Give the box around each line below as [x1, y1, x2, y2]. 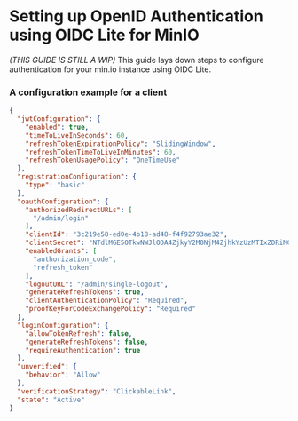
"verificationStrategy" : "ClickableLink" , [17, 386, 176, 396]
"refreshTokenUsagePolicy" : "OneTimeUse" [25, 155, 180, 165]
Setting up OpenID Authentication [9, 6, 263, 27]
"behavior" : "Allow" [25, 370, 101, 379]
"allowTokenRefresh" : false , [25, 329, 133, 338]
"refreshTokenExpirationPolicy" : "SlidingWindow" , [25, 139, 216, 148]
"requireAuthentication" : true [25, 346, 141, 354]
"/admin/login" [32, 213, 90, 223]
